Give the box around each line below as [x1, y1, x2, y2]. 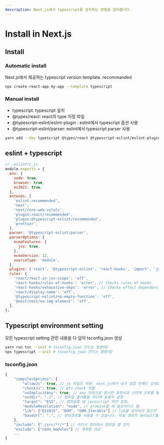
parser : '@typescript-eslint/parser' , [9, 230, 89, 235]
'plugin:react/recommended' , [14, 212, 73, 217]
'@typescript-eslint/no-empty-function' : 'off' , [14, 294, 115, 299]
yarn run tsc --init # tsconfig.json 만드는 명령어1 [5, 345, 108, 350]
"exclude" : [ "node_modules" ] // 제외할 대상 [14, 427, 101, 432]
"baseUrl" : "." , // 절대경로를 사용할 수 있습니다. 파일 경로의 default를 [22, 413, 159, 418]
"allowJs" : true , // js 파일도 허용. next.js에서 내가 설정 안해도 [22, 381, 148, 386]
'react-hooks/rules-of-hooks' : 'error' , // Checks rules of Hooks [14, 280, 152, 286]
